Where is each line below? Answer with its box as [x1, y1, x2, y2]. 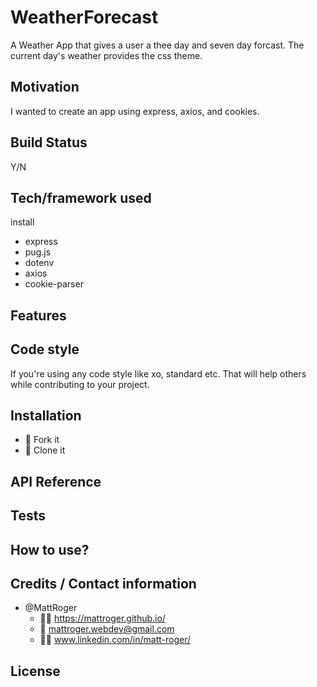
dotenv [24, 257, 55, 269]
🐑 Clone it [24, 444, 66, 456]
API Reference [10, 473, 102, 490]
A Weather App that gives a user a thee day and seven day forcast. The [10, 39, 305, 51]
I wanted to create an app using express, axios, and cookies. [10, 105, 260, 117]
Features [10, 307, 67, 324]
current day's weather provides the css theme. [10, 49, 203, 61]
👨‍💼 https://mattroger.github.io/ [39, 612, 166, 625]
